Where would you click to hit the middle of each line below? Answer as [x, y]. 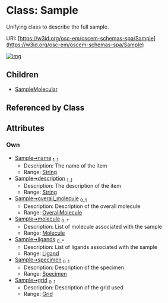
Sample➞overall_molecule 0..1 [51, 199]
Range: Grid [38, 294]
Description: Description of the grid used [73, 288]
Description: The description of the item [72, 186]
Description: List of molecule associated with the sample [93, 227]
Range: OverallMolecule [53, 213]
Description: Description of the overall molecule [82, 206]
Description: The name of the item [65, 165]
